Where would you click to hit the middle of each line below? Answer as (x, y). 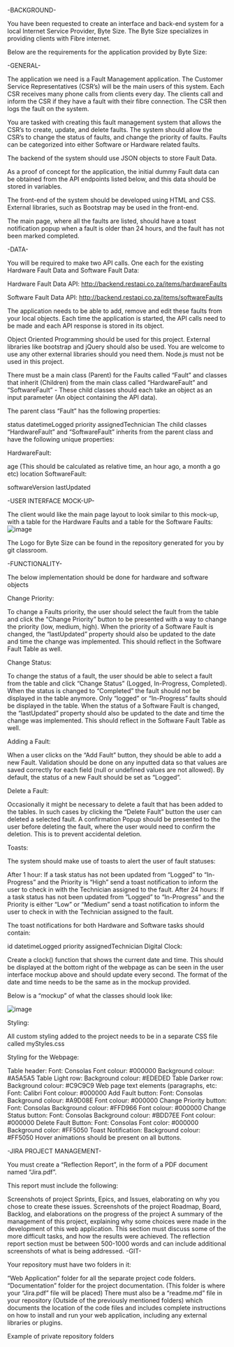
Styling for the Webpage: (43, 1057)
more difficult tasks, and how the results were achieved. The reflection (109, 1236)
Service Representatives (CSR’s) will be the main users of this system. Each (116, 86)
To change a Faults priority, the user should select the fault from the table (113, 612)
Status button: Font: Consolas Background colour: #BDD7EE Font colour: (112, 1115)
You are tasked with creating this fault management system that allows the (114, 122)
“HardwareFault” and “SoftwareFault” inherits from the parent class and (110, 432)
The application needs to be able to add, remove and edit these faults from (115, 311)
